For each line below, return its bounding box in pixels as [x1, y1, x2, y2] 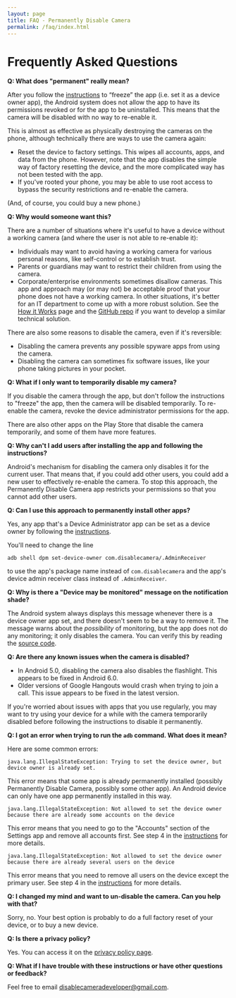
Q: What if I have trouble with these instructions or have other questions [7, 962, 223, 971]
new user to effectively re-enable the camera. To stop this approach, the [7, 478, 218, 486]
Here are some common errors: [7, 744, 99, 754]
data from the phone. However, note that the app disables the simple [17, 156, 217, 164]
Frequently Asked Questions [7, 54, 178, 70]
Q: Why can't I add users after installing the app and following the [7, 442, 203, 450]
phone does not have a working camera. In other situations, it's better [17, 292, 220, 301]
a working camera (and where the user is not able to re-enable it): [7, 234, 199, 242]
